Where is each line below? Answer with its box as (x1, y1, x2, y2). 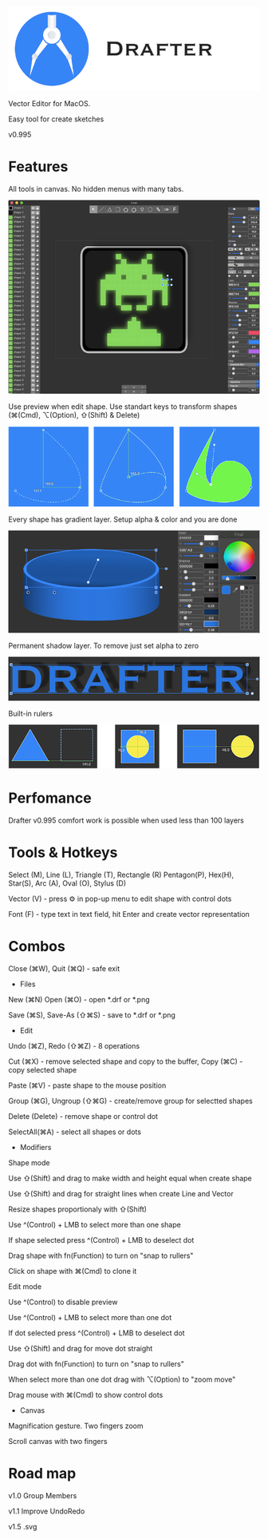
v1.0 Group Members (8, 1490, 77, 1500)
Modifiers (19, 1143, 52, 1152)
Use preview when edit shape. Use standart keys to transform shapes (8, 402, 238, 411)
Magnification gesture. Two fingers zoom (8, 1421, 144, 1431)
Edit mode (8, 1282, 42, 1291)
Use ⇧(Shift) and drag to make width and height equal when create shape (8, 1173, 253, 1184)
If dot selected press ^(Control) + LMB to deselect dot (8, 1328, 185, 1338)
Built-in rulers (8, 709, 53, 719)
